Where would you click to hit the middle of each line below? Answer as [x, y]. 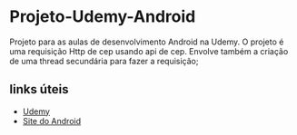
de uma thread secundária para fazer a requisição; [104, 61]
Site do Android [52, 121]
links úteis [39, 89]
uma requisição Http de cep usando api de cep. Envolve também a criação [149, 51]
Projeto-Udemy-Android [103, 17]
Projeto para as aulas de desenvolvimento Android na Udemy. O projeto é [147, 42]
